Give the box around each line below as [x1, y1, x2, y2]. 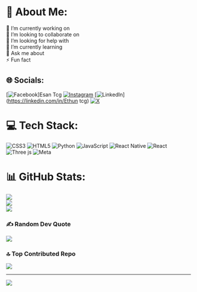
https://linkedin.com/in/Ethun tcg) [8, 97, 89, 104]
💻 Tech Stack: [6, 118, 79, 132]
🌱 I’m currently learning [6, 43, 63, 50]
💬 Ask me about [6, 49, 45, 56]
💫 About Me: [6, 5, 68, 19]
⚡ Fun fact [6, 56, 31, 63]
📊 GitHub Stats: [6, 170, 86, 184]
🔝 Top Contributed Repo [6, 249, 76, 257]
